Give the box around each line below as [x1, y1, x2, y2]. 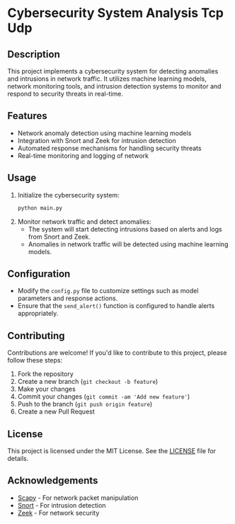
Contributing [7, 329, 65, 341]
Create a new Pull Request [17, 407, 96, 416]
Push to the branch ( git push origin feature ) [17, 400, 153, 409]
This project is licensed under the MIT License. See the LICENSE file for [7, 446, 217, 455]
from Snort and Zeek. [28, 232, 91, 241]
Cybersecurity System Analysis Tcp [7, 5, 224, 21]
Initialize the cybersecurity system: [17, 190, 120, 199]
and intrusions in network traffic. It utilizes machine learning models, [7, 74, 207, 83]
